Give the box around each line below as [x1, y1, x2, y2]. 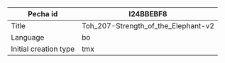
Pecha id [28, 9, 58, 18]
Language [11, 33, 45, 42]
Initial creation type [11, 44, 75, 54]
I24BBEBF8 [128, 9, 168, 18]
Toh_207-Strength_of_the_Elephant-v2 [81, 21, 215, 30]
